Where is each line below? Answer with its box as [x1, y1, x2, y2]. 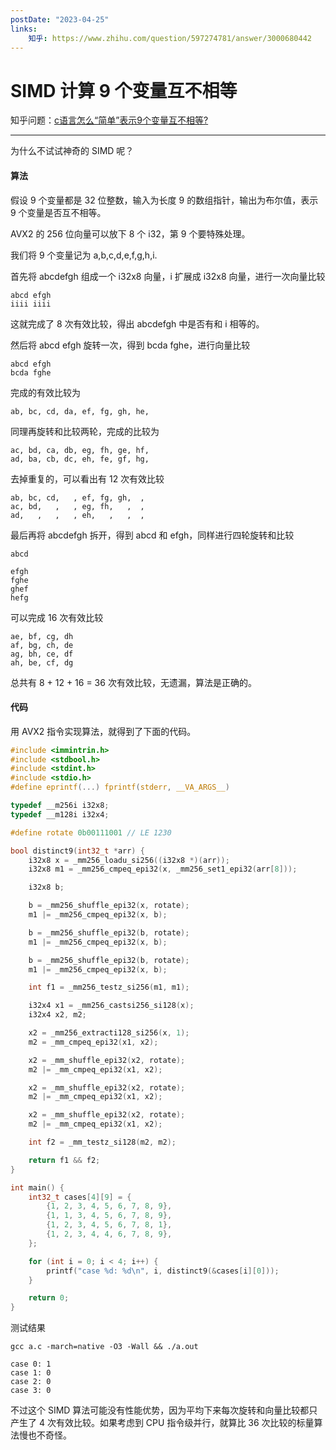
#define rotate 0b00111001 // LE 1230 [10, 827, 172, 838]
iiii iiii [10, 299, 52, 309]
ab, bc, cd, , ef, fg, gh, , [10, 492, 145, 503]
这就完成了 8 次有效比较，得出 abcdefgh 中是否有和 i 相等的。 [10, 317, 265, 330]
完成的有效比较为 [10, 386, 81, 398]
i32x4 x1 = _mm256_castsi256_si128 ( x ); [28, 1001, 195, 1011]
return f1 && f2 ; [28, 1155, 101, 1165]
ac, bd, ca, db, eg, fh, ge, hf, [10, 445, 150, 455]
